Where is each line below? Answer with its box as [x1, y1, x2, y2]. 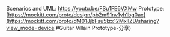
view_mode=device [6, 25, 55, 31]
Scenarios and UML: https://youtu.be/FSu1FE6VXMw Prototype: [6, 5, 165, 12]
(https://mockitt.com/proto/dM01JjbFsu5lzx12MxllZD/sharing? [6, 18, 159, 24]
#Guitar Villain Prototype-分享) [55, 25, 132, 31]
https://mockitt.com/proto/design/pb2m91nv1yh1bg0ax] [8, 11, 146, 18]
